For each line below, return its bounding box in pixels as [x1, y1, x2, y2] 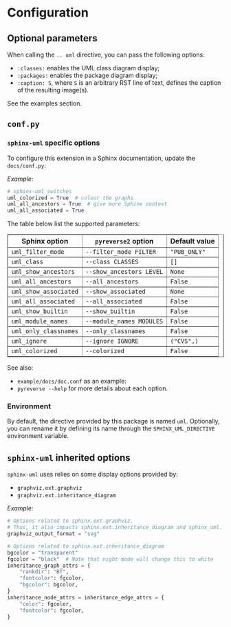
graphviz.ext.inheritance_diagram [16, 492, 116, 499]
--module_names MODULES [85, 317, 164, 326]
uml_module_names [11, 317, 68, 326]
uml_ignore [11, 337, 47, 346]
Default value [170, 237, 215, 246]
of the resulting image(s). [16, 86, 89, 94]
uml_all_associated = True [7, 207, 85, 215]
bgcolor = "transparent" [7, 549, 78, 556]
